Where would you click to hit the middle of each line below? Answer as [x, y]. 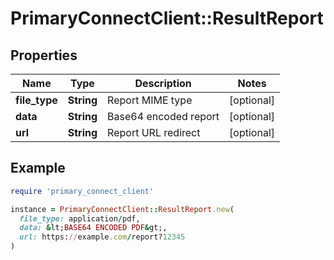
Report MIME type [150, 100]
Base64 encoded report [163, 116]
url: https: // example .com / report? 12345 [102, 237]
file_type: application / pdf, [80, 218]
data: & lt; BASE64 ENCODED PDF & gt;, [93, 228]
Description [163, 83]
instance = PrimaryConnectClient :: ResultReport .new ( [122, 209]
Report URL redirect [154, 132]
